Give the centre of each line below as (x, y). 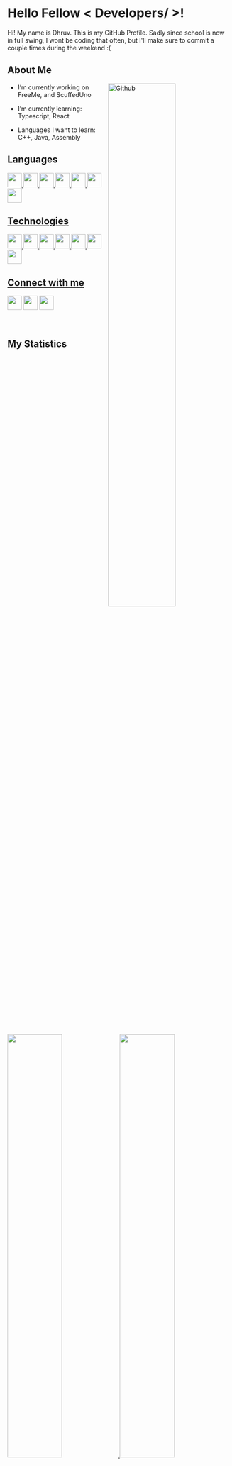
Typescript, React (43, 116)
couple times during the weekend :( (59, 48)
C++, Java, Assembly (49, 137)
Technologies (38, 221)
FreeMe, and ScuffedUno (54, 94)
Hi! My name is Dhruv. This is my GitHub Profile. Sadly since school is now (116, 33)
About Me (29, 70)
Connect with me (46, 283)
